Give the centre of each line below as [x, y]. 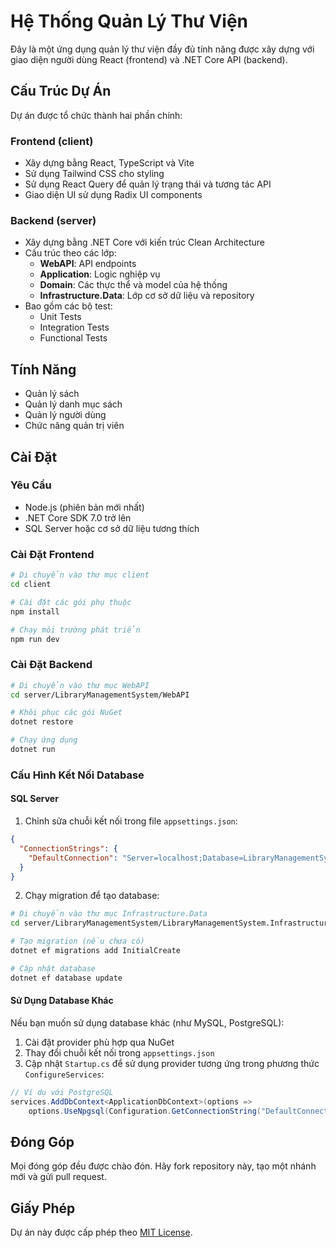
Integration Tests [74, 327]
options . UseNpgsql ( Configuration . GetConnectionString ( [145, 1111]
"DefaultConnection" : [73, 858]
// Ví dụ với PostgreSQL [62, 1092]
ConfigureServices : [64, 1074]
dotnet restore [42, 722]
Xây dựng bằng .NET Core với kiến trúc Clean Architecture [144, 242]
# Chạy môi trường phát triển [75, 630]
